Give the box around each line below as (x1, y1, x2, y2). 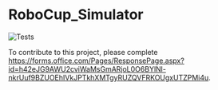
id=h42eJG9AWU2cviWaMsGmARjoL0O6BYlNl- (8, 64, 166, 73)
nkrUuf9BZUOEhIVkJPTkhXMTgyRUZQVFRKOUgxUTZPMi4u (8, 72, 209, 82)
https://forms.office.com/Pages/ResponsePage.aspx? (8, 56, 185, 65)
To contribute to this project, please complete (8, 47, 158, 57)
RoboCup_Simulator (8, 6, 144, 24)
